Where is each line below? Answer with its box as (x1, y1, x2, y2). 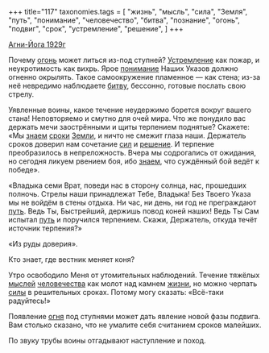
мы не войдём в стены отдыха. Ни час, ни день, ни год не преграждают (8, 197, 257, 207)
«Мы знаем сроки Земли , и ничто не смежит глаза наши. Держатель (8, 131, 246, 140)
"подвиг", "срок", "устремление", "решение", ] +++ (8, 24, 184, 33)
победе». (8, 165, 40, 174)
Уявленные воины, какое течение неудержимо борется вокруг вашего (8, 105, 252, 114)
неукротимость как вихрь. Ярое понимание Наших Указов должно (8, 64, 239, 73)
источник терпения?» (8, 223, 82, 233)
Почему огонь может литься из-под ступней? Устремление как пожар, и (8, 56, 260, 64)
